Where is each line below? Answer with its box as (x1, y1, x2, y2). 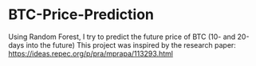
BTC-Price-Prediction (8, 6, 154, 24)
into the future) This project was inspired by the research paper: (26, 40, 237, 49)
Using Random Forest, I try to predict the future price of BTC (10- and (8, 32, 236, 41)
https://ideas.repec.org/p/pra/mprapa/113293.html (8, 49, 174, 58)
